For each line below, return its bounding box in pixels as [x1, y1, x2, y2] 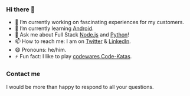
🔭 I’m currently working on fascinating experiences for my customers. [14, 19, 185, 26]
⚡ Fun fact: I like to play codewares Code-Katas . [14, 53, 132, 60]
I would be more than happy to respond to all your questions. [6, 83, 155, 90]
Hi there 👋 [6, 5, 35, 14]
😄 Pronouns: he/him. [14, 47, 67, 54]
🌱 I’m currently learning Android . [14, 25, 94, 32]
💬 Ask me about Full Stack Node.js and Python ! [14, 31, 130, 38]
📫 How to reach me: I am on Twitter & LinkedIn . [14, 38, 131, 45]
